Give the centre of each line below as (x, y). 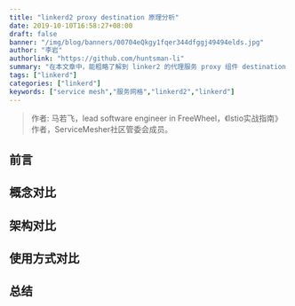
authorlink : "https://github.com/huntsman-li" (97, 59)
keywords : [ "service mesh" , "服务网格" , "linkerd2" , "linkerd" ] (122, 91)
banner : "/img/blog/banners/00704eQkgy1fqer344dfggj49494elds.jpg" (137, 42)
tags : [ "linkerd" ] (43, 75)
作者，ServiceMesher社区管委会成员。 (102, 129)
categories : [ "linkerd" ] (55, 83)
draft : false (33, 34)
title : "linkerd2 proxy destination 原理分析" (94, 17)
